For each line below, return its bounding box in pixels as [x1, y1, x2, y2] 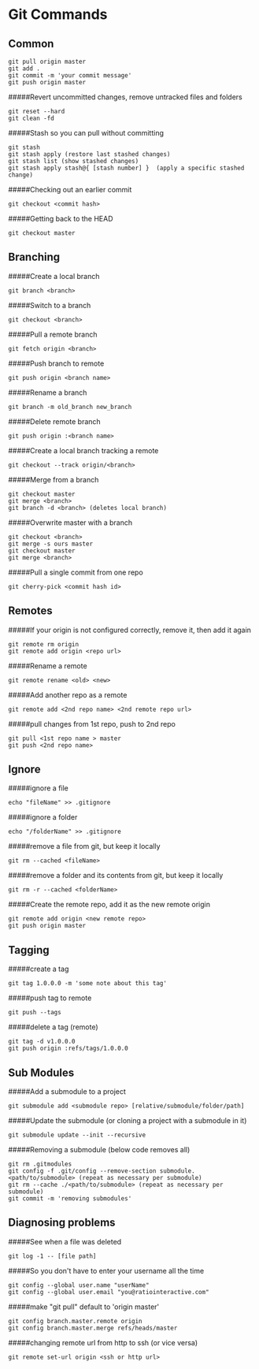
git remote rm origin [8, 640, 80, 648]
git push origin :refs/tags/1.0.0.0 [8, 1044, 128, 1053]
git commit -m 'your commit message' [8, 72, 132, 80]
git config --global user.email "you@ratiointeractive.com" [8, 1288, 210, 1296]
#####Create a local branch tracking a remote [8, 445, 159, 455]
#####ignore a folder [8, 813, 78, 822]
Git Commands [8, 6, 108, 24]
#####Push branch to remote [8, 359, 105, 368]
